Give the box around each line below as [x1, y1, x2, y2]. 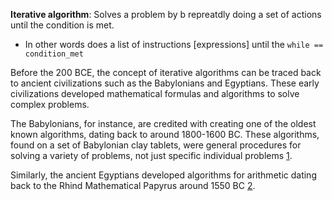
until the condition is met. [10, 19, 115, 31]
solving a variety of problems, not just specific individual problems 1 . [10, 150, 293, 161]
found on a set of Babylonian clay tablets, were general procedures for [10, 139, 302, 151]
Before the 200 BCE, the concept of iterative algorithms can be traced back [10, 67, 322, 78]
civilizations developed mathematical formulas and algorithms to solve [10, 88, 300, 99]
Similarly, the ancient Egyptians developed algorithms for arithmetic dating [10, 169, 317, 181]
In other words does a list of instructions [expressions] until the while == [24, 39, 324, 50]
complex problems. [10, 99, 90, 110]
